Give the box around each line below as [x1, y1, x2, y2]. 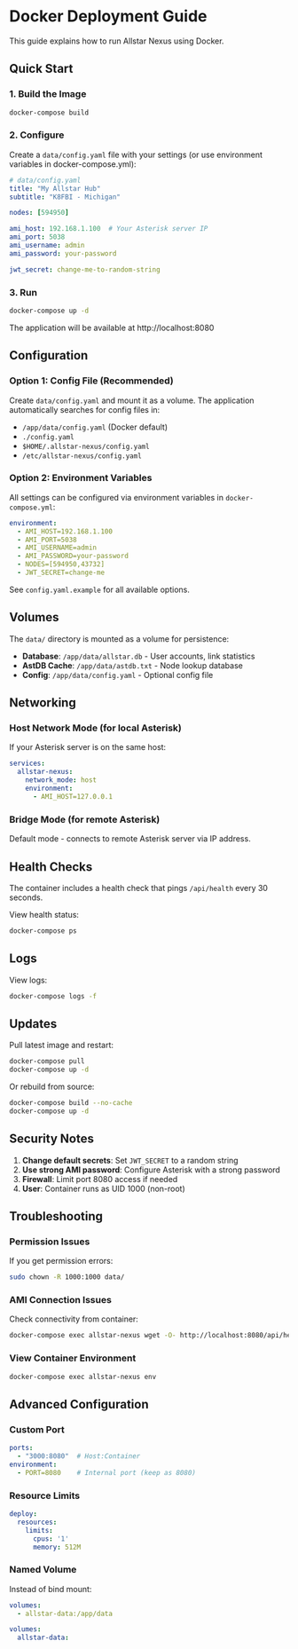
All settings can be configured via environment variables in [9, 492, 224, 502]
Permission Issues [9, 1235, 90, 1248]
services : [9, 759, 46, 769]
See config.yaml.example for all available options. [9, 584, 191, 595]
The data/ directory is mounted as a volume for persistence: [9, 633, 230, 644]
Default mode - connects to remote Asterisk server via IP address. [9, 833, 251, 844]
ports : [9, 1444, 34, 1453]
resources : [17, 1518, 58, 1527]
